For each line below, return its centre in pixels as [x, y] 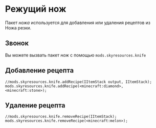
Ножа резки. [18, 27]
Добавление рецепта [40, 70]
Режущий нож [36, 9]
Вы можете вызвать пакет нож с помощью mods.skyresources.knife [76, 55]
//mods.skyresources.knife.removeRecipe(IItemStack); [61, 117]
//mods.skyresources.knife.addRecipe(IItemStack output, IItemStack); [78, 82]
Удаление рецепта [35, 105]
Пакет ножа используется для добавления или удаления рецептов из [78, 23]
